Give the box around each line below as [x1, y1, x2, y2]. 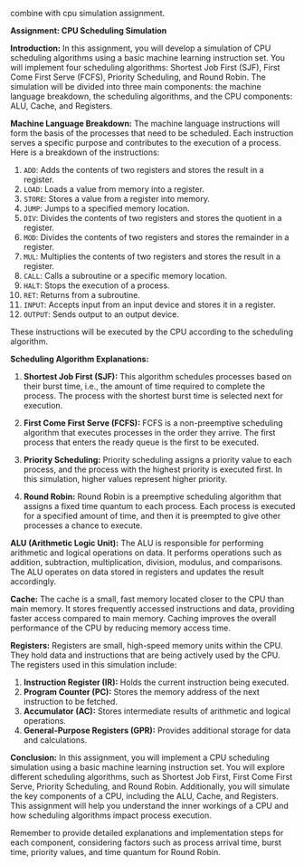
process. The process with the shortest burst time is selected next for [23, 390, 283, 401]
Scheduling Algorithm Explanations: [10, 353, 149, 364]
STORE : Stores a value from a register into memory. [23, 194, 211, 204]
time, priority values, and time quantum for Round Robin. [10, 847, 221, 857]
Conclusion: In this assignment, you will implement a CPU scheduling [10, 752, 271, 763]
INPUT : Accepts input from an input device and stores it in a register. [23, 299, 276, 310]
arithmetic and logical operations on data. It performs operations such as [10, 547, 282, 558]
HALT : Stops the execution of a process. [23, 280, 170, 291]
